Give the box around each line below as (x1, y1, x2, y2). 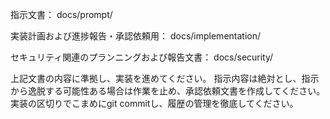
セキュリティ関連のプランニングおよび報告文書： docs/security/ (10, 51, 274, 63)
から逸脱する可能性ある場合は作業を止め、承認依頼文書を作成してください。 (10, 85, 326, 97)
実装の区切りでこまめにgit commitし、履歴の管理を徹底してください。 (10, 98, 299, 109)
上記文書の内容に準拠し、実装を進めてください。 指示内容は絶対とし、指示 (10, 73, 320, 84)
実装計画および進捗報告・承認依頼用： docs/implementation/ (10, 30, 262, 42)
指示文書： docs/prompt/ (10, 9, 113, 20)
